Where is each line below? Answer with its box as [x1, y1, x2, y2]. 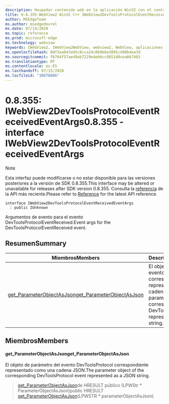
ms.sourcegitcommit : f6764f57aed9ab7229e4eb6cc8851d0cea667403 [5, 54, 141, 60]
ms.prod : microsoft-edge [5, 36, 57, 41]
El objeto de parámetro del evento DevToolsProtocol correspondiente [5, 362, 149, 368]
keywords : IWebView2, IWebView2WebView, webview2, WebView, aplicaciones [5, 45, 163, 50]
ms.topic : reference [5, 31, 49, 36]
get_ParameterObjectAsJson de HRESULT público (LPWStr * [17, 382, 142, 388]
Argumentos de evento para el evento [5, 214, 83, 220]
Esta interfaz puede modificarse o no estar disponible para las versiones [5, 175, 155, 181]
